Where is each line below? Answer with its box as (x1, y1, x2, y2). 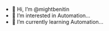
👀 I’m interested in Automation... (11, 12, 91, 19)
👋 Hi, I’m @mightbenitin (11, 6, 70, 13)
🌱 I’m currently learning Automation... (11, 18, 104, 25)
